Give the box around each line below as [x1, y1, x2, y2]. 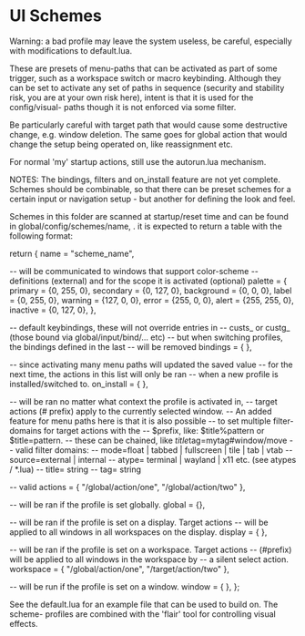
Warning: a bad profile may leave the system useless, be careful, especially [9, 36, 293, 46]
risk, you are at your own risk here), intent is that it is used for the [9, 92, 254, 103]
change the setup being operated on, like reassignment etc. [9, 138, 234, 149]
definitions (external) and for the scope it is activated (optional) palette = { [9, 275, 288, 286]
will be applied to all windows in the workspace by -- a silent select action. [9, 553, 290, 565]
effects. [9, 618, 38, 629]
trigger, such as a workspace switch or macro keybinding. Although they [9, 72, 282, 83]
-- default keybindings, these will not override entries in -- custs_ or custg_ [9, 322, 290, 333]
